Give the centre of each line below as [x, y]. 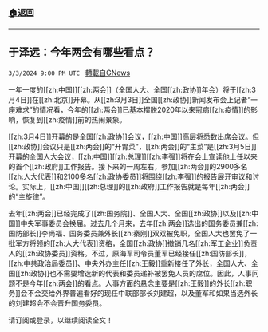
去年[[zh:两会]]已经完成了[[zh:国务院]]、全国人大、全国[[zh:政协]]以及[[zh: [130, 214]
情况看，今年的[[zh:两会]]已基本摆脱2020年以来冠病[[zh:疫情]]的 [145, 110]
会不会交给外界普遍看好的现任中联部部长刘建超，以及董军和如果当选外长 [139, 294]
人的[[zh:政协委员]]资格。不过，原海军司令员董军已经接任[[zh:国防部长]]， [130, 254]
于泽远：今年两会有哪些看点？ [82, 52]
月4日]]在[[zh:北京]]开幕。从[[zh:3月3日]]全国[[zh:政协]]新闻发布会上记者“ [130, 100]
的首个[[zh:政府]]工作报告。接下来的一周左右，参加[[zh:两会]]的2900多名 [128, 167]
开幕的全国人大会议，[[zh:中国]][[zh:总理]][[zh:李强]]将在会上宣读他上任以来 [133, 156]
